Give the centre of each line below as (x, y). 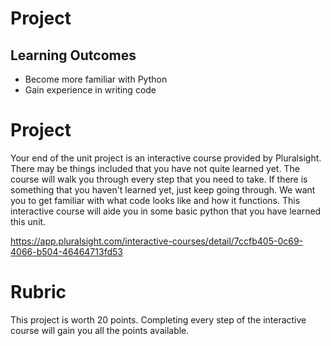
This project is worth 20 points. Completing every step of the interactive (158, 319)
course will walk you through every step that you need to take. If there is (159, 179)
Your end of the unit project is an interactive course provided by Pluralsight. (166, 158)
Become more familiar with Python (96, 79)
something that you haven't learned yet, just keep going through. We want (163, 189)
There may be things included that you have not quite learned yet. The (155, 168)
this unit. (28, 221)
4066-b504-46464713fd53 (66, 251)
